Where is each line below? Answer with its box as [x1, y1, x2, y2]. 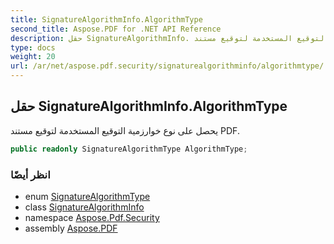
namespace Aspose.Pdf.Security [24, 211, 160, 223]
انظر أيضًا [10, 167, 51, 181]
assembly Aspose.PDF [24, 222, 118, 234]
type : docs [10, 42, 56, 53]
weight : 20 [10, 52, 56, 62]
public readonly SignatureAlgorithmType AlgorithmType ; [10, 144, 248, 154]
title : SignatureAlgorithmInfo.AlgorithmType [10, 14, 203, 25]
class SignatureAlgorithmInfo [24, 201, 145, 213]
